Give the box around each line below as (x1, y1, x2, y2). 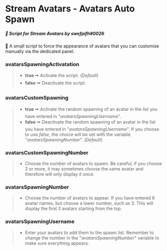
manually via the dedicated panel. (5, 48, 75, 54)
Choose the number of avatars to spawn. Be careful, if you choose (24, 160, 162, 166)
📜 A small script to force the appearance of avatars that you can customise (5, 43, 159, 49)
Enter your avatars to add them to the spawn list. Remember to (24, 229, 154, 235)
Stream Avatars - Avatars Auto (5, 3, 135, 14)
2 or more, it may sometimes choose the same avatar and (24, 166, 143, 172)
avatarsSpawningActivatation (5, 61, 79, 68)
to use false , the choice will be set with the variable (24, 131, 131, 137)
